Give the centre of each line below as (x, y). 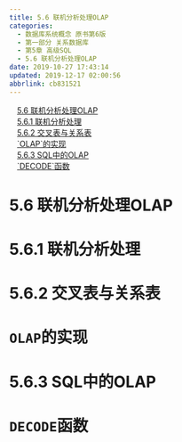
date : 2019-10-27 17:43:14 (59, 68)
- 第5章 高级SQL (45, 51)
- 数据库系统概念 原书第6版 (62, 34)
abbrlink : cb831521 (45, 84)
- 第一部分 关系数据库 (53, 42)
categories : (31, 26)
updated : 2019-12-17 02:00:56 (65, 76)
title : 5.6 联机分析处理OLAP (59, 17)
